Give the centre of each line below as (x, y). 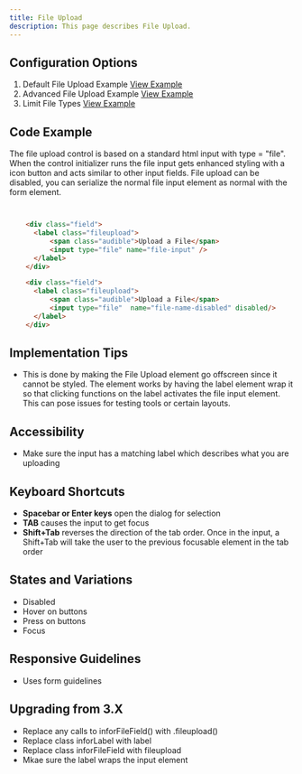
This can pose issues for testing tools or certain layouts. (127, 404)
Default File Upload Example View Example (102, 84)
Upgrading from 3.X (66, 709)
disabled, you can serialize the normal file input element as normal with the (148, 182)
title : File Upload (46, 18)
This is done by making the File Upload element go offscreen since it (150, 375)
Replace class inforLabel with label (87, 741)
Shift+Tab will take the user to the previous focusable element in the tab (156, 542)
